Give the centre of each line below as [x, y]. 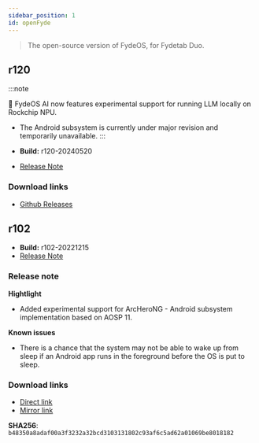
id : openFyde [30, 23]
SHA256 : [23, 426]
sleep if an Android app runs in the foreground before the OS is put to [132, 356]
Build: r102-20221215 [54, 248]
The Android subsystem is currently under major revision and [119, 127]
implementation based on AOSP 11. [76, 317]
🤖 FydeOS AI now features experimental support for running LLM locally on [130, 104]
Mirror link [36, 411]
